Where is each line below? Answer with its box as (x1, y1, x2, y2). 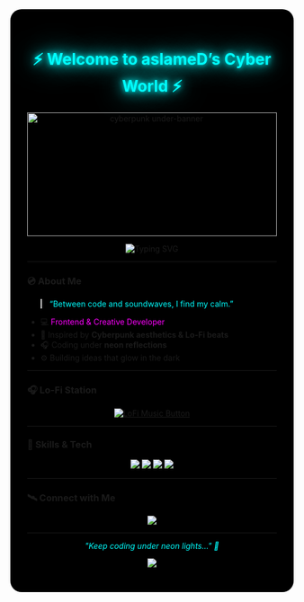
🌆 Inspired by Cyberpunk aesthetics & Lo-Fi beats (40, 330, 228, 341)
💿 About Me (27, 274, 82, 287)
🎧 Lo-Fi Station (27, 384, 97, 396)
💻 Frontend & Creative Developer (40, 316, 165, 327)
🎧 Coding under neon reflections (40, 340, 167, 350)
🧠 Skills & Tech (27, 438, 93, 451)
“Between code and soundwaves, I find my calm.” (49, 298, 234, 309)
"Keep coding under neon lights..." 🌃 (85, 541, 219, 552)
